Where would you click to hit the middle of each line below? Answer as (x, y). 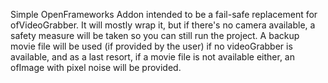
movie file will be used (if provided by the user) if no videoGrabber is (151, 46)
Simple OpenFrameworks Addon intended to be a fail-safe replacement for (164, 14)
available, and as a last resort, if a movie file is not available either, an (152, 57)
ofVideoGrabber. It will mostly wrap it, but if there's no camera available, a (163, 25)
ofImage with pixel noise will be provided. (96, 67)
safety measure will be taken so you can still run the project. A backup (155, 35)
